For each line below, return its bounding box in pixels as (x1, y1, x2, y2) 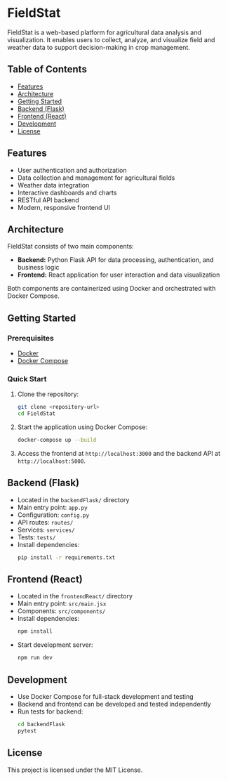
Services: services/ (17, 525, 75, 534)
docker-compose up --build (17, 437, 97, 444)
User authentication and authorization (17, 166, 128, 174)
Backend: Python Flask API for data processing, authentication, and (17, 256, 214, 264)
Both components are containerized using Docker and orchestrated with (7, 284, 216, 293)
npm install (17, 628, 53, 635)
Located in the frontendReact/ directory (17, 592, 133, 600)
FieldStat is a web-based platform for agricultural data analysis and (7, 28, 202, 37)
